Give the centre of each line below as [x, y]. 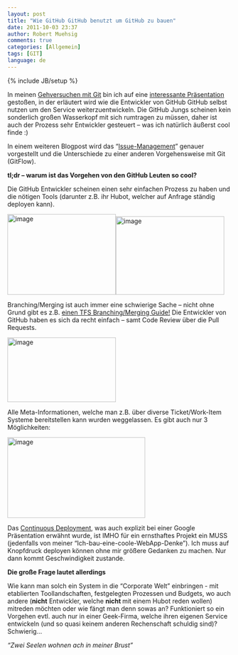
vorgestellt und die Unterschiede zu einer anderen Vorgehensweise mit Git [117, 153]
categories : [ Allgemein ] [44, 47]
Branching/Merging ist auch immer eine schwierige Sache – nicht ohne [111, 304]
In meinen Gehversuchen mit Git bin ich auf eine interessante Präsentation [116, 94]
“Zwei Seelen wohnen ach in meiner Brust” [70, 645]
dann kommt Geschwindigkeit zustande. [66, 558]
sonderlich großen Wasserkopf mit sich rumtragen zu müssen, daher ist [112, 117]
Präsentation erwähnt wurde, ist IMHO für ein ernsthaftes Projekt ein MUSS [118, 535]
